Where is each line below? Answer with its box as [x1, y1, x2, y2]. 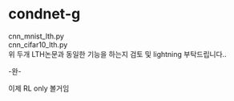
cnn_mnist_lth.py [8, 31, 64, 41]
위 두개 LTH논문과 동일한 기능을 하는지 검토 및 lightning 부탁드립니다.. [8, 49, 227, 59]
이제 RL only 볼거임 [8, 83, 70, 93]
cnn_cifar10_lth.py [8, 39, 68, 49]
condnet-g [8, 5, 81, 23]
